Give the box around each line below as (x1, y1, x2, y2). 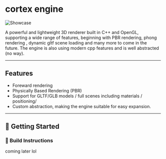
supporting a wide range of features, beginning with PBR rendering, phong (5, 35, 157, 40)
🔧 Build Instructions (5, 137, 53, 144)
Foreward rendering (12, 82, 53, 88)
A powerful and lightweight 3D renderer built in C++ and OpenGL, (5, 29, 139, 35)
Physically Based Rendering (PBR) (12, 87, 83, 93)
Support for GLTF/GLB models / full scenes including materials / (12, 93, 142, 99)
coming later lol (5, 148, 37, 154)
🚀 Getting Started (5, 122, 60, 131)
